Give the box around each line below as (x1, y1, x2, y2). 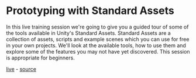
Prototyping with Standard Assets (6, 4, 174, 17)
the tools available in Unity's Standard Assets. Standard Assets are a (6, 29, 171, 36)
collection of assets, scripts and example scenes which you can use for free (6, 36, 190, 42)
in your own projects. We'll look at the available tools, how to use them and (6, 42, 186, 49)
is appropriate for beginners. (6, 54, 75, 61)
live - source (6, 65, 37, 72)
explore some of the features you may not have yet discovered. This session (6, 48, 190, 55)
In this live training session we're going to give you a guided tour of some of (6, 23, 189, 30)
